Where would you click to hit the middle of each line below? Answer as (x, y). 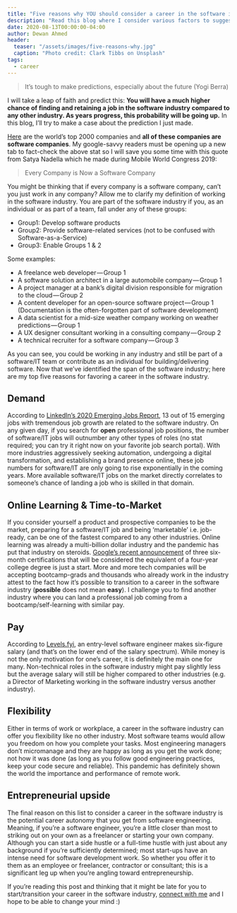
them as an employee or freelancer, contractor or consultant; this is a (108, 865)
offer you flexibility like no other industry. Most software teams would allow (116, 736)
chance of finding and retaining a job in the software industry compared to (119, 107)
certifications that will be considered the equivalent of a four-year (123, 560)
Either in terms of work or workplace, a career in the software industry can (116, 728)
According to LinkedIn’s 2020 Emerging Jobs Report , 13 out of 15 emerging (116, 416)
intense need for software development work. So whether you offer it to (111, 858)
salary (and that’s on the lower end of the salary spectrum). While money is (116, 652)
